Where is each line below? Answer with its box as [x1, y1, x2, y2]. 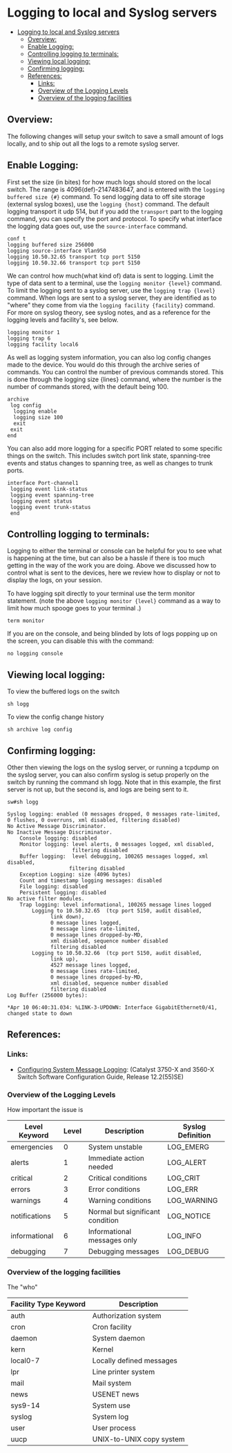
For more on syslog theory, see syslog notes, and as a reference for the [7, 308, 211, 316]
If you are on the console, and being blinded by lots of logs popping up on [7, 630, 217, 638]
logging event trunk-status [10, 503, 91, 510]
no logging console [7, 651, 64, 657]
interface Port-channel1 [7, 479, 79, 486]
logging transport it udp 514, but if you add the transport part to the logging [7, 207, 223, 215]
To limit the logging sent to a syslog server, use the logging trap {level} [7, 286, 216, 294]
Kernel [92, 1345, 114, 1354]
